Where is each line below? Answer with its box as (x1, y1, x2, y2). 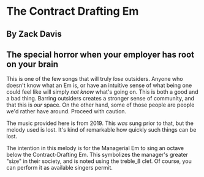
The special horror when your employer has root (6, 49, 195, 59)
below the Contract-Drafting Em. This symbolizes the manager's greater (6, 151, 189, 159)
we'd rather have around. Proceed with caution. (6, 108, 127, 115)
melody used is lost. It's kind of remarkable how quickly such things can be (6, 126, 197, 134)
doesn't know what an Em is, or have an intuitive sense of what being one (6, 81, 192, 89)
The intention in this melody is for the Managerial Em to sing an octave (6, 145, 184, 152)
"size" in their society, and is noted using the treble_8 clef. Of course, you (6, 157, 192, 165)
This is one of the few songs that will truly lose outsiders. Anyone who (6, 75, 183, 83)
